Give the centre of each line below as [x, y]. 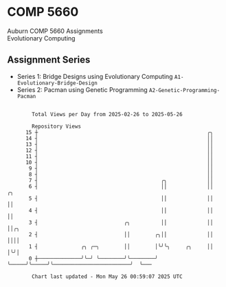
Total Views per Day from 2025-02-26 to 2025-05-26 [108, 114]
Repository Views [56, 126]
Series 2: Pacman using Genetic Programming [82, 89]
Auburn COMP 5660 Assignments [55, 31]
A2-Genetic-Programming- [184, 90]
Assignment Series [49, 60]
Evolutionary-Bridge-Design [57, 83]
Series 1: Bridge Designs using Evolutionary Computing [95, 76]
